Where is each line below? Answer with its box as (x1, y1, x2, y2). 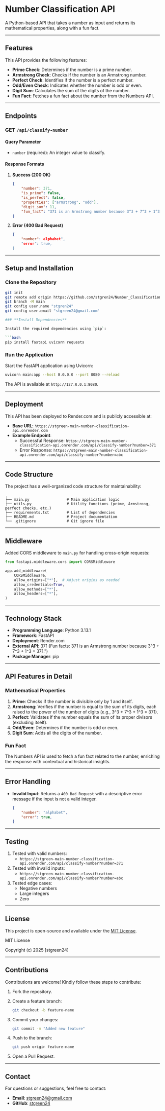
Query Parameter (5, 139, 41, 145)
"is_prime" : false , (21, 191, 61, 196)
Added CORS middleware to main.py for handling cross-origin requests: (5, 550, 150, 556)
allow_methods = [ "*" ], (14, 587, 58, 592)
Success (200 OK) (12, 172, 51, 178)
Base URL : (12, 423, 34, 429)
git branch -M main (5, 299, 45, 304)
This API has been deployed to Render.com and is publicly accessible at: (5, 413, 152, 419)
